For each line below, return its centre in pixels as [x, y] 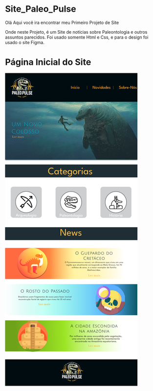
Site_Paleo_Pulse [41, 9]
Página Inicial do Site [48, 62]
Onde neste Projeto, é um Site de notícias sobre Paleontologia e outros [76, 32]
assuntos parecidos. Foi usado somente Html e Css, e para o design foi [77, 37]
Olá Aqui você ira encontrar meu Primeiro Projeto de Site [62, 22]
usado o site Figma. [25, 42]
